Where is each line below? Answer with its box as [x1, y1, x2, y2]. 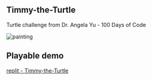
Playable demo [6, 51, 64, 61]
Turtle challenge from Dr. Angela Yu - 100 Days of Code [6, 21, 147, 28]
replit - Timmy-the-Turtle [6, 67, 69, 74]
